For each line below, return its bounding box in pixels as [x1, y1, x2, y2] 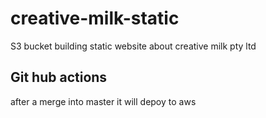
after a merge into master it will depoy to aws [10, 95, 197, 107]
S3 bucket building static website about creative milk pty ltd [10, 40, 257, 52]
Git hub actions [10, 69, 108, 86]
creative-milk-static [10, 7, 180, 30]
